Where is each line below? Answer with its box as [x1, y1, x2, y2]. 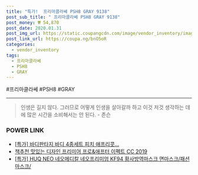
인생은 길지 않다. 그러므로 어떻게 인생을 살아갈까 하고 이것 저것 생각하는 [20, 104, 184, 111]
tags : [6, 52, 19, 58]
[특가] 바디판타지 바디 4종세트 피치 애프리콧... [14, 140, 120, 147]
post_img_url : [6, 31, 41, 37]
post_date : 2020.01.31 [6, 25, 62, 31]
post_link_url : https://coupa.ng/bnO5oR [6, 36, 107, 42]
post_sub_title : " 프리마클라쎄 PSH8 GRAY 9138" [6, 14, 121, 20]
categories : [6, 42, 35, 48]
